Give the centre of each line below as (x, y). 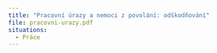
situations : (28, 30)
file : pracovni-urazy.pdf (51, 23)
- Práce (28, 37)
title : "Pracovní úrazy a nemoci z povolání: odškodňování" (109, 15)
